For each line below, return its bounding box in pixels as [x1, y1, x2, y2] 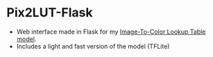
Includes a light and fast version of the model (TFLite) [16, 42, 170, 50]
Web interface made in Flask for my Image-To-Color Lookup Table [16, 27, 206, 36]
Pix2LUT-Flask [6, 5, 93, 21]
